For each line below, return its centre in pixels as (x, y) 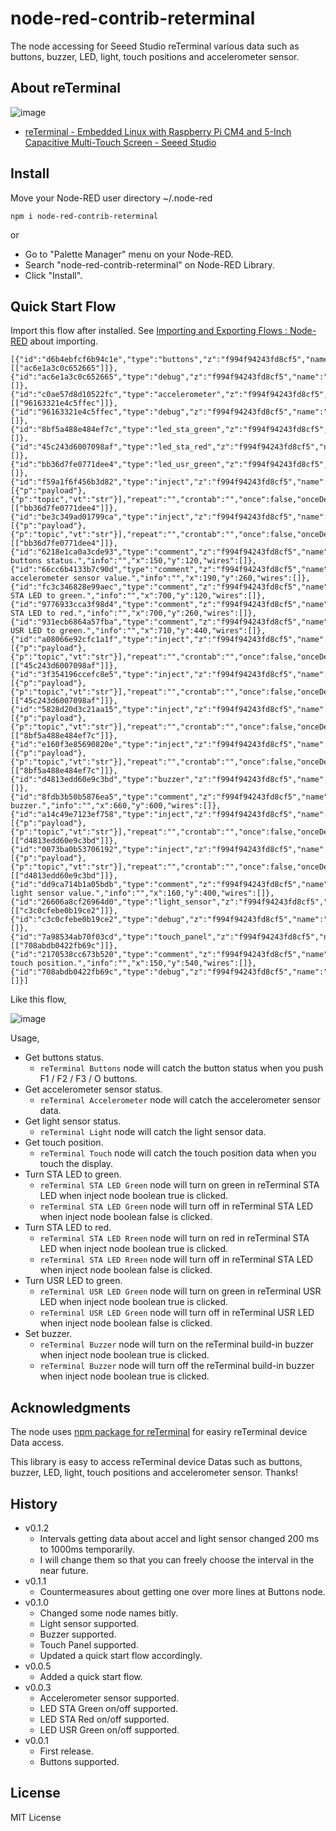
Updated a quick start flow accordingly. (121, 1655)
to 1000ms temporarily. (87, 1549)
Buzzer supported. (78, 1634)
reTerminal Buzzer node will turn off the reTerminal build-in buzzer (177, 1366)
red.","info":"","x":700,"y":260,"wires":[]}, (158, 613)
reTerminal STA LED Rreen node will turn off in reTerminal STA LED (176, 1259)
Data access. (37, 1443)
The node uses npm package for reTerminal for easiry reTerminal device (159, 1432)
